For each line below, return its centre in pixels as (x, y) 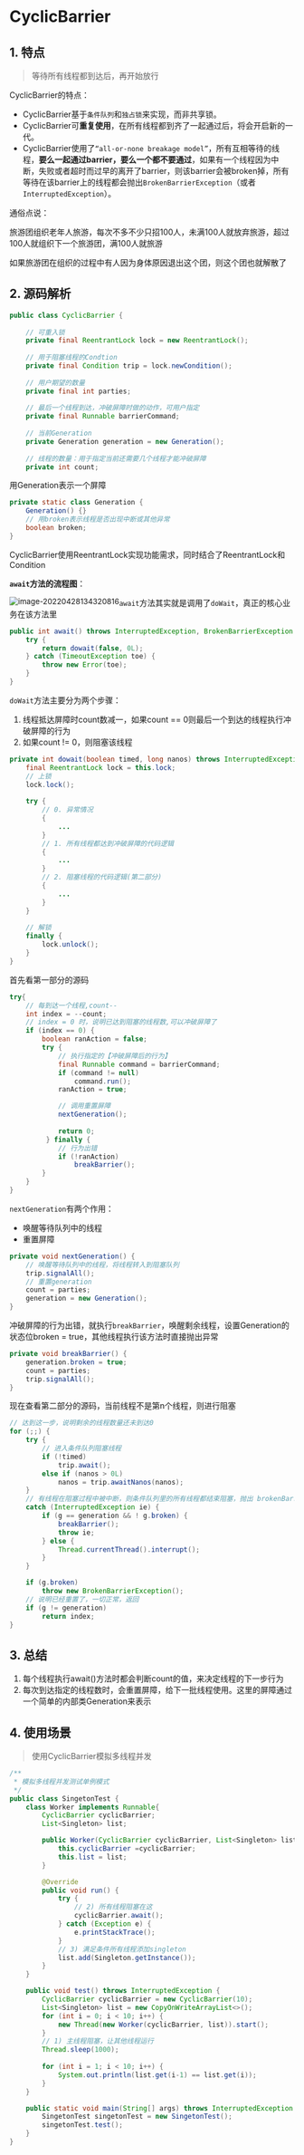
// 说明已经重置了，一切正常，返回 (82, 1599)
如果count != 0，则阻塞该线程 (77, 742)
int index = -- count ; (66, 1014)
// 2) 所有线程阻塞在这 (113, 1907)
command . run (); (102, 1081)
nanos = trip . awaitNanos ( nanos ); (120, 1482)
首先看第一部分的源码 (49, 979)
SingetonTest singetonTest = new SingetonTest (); (137, 2117)
